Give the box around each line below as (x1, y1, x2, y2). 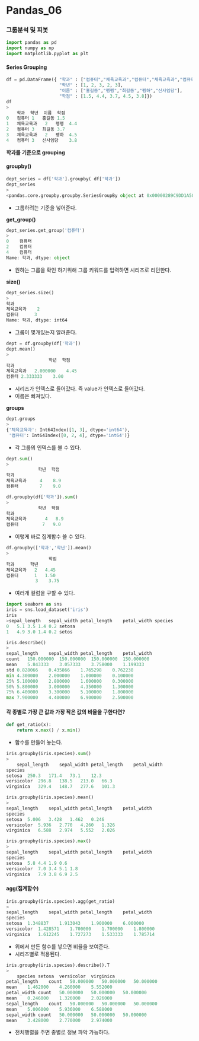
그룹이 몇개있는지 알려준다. (14, 329, 77, 336)
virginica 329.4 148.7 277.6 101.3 (6, 784, 115, 789)
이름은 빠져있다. (14, 393, 52, 400)
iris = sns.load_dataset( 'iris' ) (6, 607, 89, 613)
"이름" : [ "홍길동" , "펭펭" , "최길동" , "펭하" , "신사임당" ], (59, 88, 182, 94)
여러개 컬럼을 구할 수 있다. (14, 590, 75, 597)
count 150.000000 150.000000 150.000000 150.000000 (6, 656, 150, 662)
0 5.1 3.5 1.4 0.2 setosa (6, 623, 76, 629)
